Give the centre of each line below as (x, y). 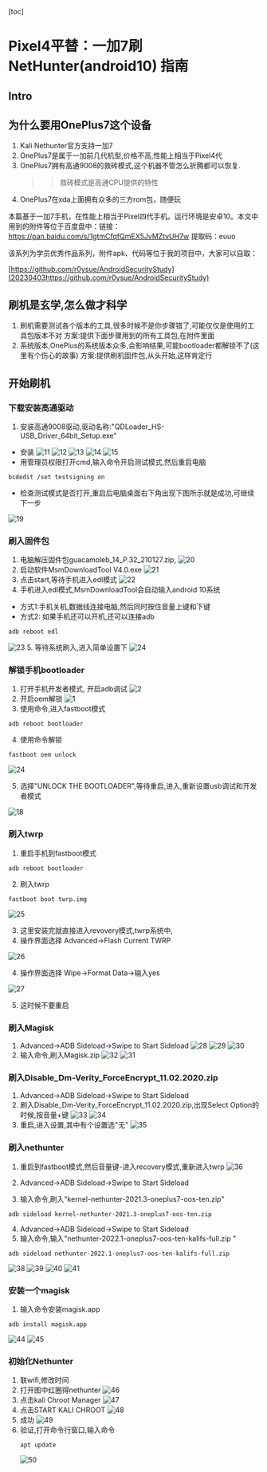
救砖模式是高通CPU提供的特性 (109, 183)
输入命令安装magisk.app (60, 1309)
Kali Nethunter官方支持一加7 (66, 146)
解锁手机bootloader (47, 671)
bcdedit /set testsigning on (57, 477)
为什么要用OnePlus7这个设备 (80, 125)
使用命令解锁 (41, 740)
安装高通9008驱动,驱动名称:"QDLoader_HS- (92, 427)
